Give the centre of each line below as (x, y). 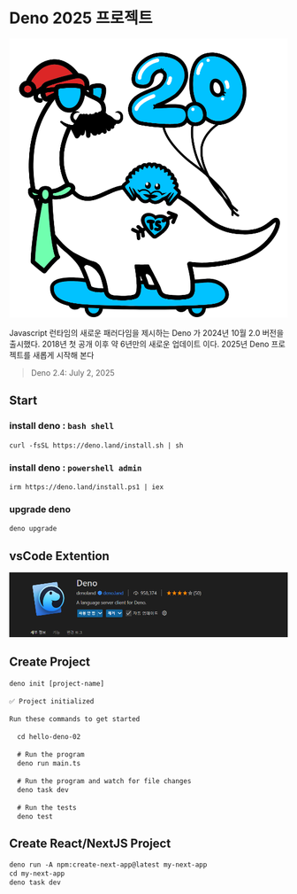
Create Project (50, 662)
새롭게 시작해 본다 (63, 354)
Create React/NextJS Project (90, 843)
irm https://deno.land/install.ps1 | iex (87, 487)
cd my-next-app (37, 874)
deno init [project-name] (57, 683)
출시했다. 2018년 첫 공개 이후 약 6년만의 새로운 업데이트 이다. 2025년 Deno (139, 344)
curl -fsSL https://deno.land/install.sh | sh (96, 445)
